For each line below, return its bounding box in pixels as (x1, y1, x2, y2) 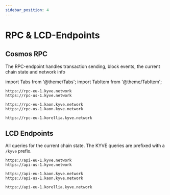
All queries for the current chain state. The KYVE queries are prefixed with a (5, 142, 165, 149)
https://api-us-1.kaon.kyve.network (5, 176, 83, 181)
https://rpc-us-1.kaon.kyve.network (5, 106, 83, 111)
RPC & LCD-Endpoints (5, 29, 101, 41)
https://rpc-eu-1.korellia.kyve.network (5, 115, 93, 120)
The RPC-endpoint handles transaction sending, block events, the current (5, 63, 160, 69)
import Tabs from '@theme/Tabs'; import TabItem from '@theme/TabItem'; (5, 79, 162, 85)
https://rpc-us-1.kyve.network (5, 93, 72, 98)
